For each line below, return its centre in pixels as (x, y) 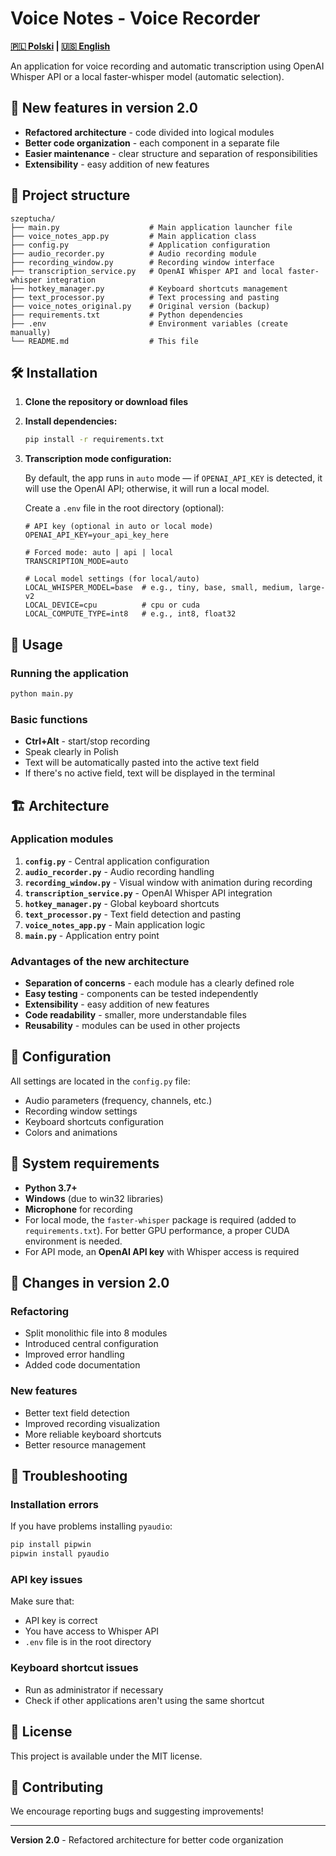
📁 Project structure (70, 195)
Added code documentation (82, 1365)
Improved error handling (74, 1354)
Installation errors (55, 1505)
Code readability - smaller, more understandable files (135, 1015)
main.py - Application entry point (92, 935)
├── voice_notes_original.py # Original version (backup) (140, 306)
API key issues (46, 1580)
